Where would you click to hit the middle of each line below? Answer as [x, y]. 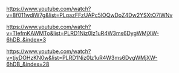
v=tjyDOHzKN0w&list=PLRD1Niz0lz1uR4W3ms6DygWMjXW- [82, 58]
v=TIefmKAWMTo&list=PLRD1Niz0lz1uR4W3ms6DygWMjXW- [83, 33]
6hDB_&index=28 [28, 64]
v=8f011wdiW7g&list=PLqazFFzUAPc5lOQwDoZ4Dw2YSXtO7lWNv [89, 15]
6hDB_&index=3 [26, 40]
